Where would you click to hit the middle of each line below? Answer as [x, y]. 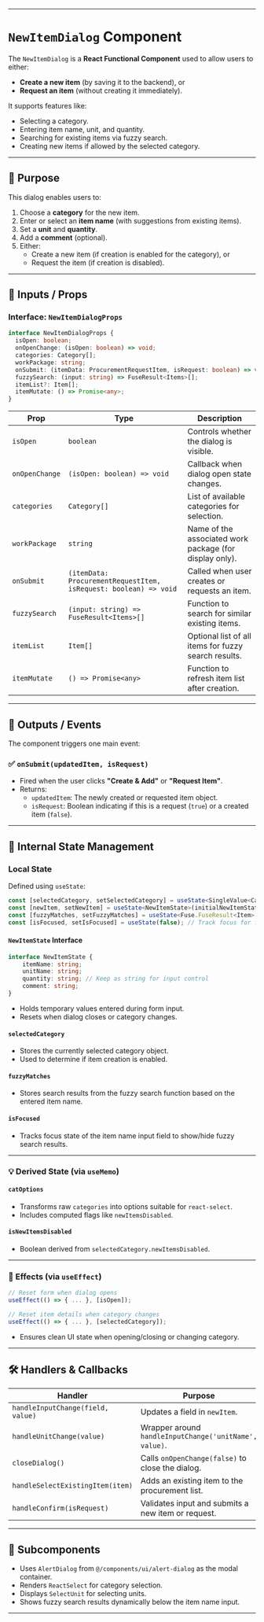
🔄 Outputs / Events [55, 724]
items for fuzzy [215, 646]
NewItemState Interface [46, 940]
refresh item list [216, 679]
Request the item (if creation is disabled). [98, 262]
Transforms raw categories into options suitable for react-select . [126, 1206]
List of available [216, 496]
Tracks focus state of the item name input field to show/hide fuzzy [127, 1135]
